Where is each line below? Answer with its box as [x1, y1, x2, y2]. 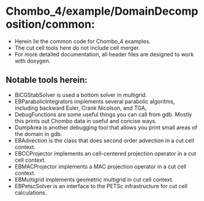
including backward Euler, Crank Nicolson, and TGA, [14, 104, 147, 112]
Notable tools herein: [6, 75, 88, 85]
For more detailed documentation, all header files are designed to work [14, 50, 194, 58]
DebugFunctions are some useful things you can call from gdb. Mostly [14, 110, 192, 118]
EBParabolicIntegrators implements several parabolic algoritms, [14, 97, 175, 105]
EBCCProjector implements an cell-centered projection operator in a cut [14, 150, 197, 157]
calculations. [14, 189, 47, 196]
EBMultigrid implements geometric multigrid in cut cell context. [14, 176, 174, 183]
